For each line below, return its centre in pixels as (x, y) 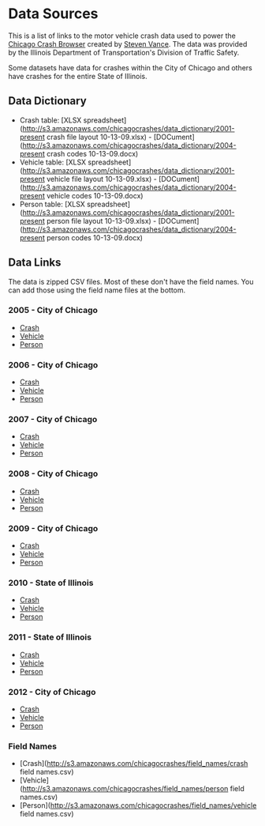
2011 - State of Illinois (50, 637)
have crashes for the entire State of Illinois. (78, 76)
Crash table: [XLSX (50, 120)
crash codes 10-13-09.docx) (92, 153)
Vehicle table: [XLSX (53, 162)
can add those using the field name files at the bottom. (97, 290)
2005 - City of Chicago (53, 311)
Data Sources (53, 14)
